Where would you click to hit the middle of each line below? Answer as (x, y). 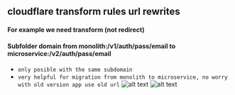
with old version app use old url (69, 85)
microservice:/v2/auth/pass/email (59, 53)
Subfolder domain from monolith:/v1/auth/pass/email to (92, 46)
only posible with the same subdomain (75, 70)
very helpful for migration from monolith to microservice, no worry (123, 77)
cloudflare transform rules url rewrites (94, 12)
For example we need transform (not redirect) (76, 29)
